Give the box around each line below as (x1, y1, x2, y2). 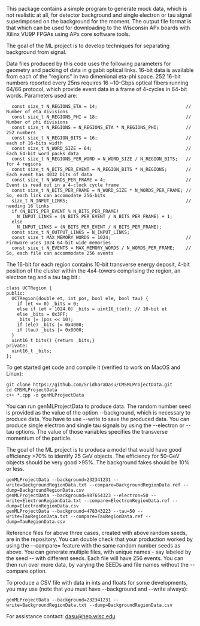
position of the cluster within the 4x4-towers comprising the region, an (6, 267, 181, 274)
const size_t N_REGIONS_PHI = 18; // (11, 114, 192, 120)
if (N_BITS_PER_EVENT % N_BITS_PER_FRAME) (11, 208, 119, 214)
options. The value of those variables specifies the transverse (15, 428, 168, 435)
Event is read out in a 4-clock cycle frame (6, 182, 119, 188)
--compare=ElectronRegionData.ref (83, 498, 170, 504)
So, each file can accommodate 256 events (6, 250, 114, 256)
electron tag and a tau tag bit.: (6, 274, 81, 280)
